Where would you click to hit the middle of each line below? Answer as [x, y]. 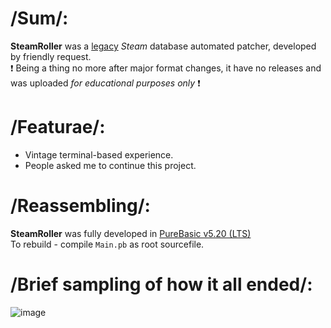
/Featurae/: [58, 127]
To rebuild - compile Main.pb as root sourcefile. [107, 244]
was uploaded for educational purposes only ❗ [105, 83]
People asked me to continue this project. [110, 165]
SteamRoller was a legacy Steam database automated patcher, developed [163, 46]
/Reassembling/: [80, 206]
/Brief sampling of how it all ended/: [161, 284]
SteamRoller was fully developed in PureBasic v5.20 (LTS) [131, 233]
